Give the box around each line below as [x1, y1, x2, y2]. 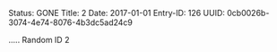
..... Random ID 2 [8, 35, 70, 45]
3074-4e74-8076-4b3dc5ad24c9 [8, 17, 134, 28]
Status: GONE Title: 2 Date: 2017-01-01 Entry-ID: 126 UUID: [8, 8, 226, 18]
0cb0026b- [227, 8, 270, 18]
